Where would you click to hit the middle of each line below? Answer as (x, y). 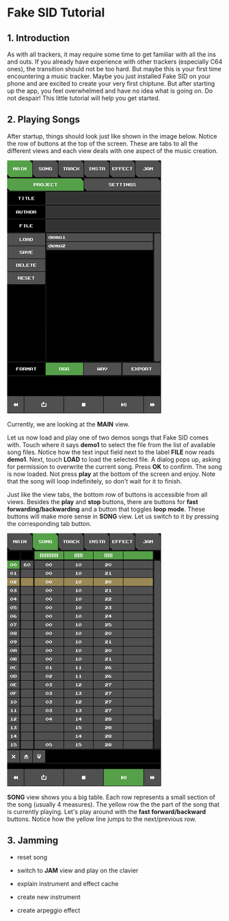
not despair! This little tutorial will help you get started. (84, 98)
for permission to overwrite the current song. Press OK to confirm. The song (114, 466)
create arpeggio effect (49, 910)
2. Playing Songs (44, 120)
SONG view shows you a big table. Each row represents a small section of (111, 797)
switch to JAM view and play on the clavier (78, 870)
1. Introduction (38, 38)
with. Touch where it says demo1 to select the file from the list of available (111, 444)
